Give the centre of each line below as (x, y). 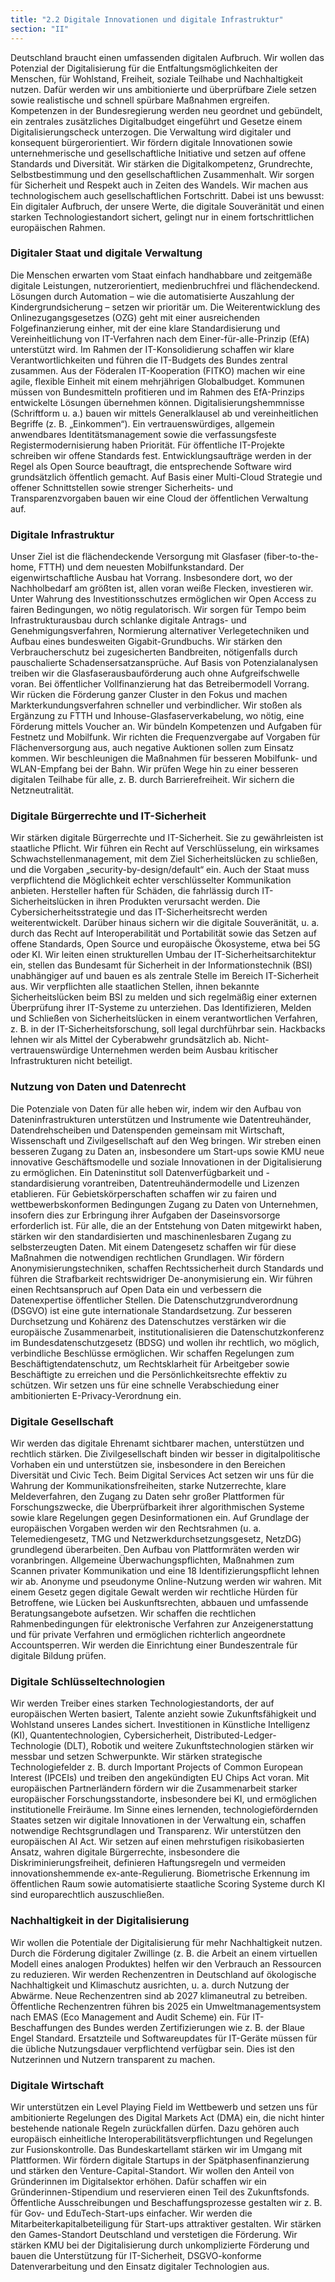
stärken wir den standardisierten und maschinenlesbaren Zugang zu (151, 1236)
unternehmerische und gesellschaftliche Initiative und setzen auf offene (158, 153)
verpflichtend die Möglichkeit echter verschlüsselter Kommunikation (151, 880)
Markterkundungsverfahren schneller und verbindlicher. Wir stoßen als (156, 705)
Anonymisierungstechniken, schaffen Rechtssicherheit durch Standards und (167, 1268)
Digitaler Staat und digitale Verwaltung (106, 253)
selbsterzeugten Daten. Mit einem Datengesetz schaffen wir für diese (153, 1247)
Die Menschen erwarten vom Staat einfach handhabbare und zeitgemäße (161, 275)
